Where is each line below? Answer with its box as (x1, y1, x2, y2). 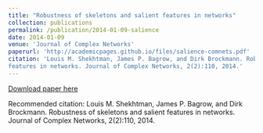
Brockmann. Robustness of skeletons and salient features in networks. (8, 107, 236, 117)
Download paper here (8, 84, 78, 93)
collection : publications (8, 19, 92, 27)
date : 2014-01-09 (8, 33, 65, 41)
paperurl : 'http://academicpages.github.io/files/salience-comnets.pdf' (8, 48, 250, 56)
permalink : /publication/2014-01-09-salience (8, 26, 159, 34)
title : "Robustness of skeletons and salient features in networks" (8, 11, 236, 20)
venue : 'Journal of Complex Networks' (8, 41, 135, 49)
